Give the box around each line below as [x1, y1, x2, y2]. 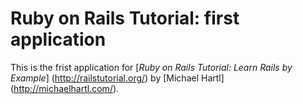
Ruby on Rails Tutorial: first [10, 7, 240, 30]
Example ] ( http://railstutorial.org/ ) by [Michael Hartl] [10, 72, 225, 84]
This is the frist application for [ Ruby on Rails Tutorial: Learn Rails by [10, 61, 293, 73]
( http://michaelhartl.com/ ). [10, 82, 120, 94]
